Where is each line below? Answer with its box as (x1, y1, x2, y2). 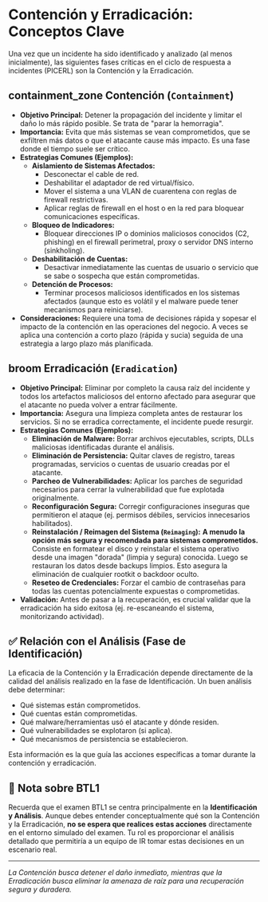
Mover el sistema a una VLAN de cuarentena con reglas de (43, 186, 237, 196)
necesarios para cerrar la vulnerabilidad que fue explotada (31, 484, 225, 494)
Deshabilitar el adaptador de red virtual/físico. (43, 178, 195, 187)
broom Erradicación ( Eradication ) (8, 362, 178, 375)
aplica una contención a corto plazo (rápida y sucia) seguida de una (19, 330, 243, 339)
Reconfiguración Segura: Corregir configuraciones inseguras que (31, 501, 250, 511)
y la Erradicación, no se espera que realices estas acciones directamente (8, 819, 253, 829)
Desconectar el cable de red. (43, 169, 140, 178)
